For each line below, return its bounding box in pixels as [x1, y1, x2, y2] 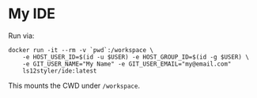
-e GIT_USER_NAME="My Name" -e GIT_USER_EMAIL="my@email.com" [22, 60, 232, 68]
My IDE [8, 5, 55, 23]
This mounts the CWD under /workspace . [8, 81, 141, 90]
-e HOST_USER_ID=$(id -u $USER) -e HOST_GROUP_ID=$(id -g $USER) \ [22, 53, 249, 61]
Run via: [8, 31, 35, 40]
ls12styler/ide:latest [22, 66, 97, 75]
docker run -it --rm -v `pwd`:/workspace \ [8, 46, 154, 54]
